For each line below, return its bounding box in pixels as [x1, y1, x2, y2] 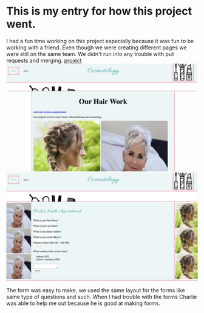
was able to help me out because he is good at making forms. [6, 300, 161, 307]
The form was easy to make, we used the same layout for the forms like [6, 286, 185, 294]
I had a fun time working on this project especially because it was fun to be [6, 37, 194, 44]
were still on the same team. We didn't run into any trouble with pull [6, 50, 175, 57]
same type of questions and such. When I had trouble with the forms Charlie [6, 293, 197, 300]
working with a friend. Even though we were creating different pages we [6, 44, 187, 51]
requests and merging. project [6, 57, 82, 64]
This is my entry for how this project [6, 4, 192, 18]
